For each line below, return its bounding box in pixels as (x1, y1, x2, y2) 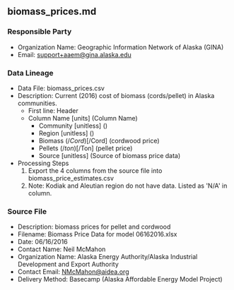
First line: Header (28, 106, 79, 115)
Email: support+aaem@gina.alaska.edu (17, 50, 132, 59)
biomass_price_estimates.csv (28, 174, 115, 182)
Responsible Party (7, 27, 72, 37)
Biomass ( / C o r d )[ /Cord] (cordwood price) (38, 136, 160, 145)
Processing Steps (17, 159, 69, 167)
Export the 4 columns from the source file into (28, 166, 163, 175)
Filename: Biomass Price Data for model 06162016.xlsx (17, 230, 177, 238)
